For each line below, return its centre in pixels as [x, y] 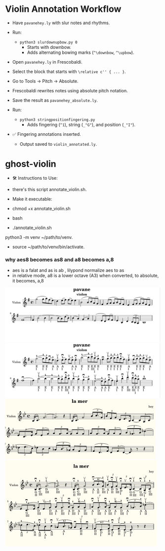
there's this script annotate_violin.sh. [49, 189]
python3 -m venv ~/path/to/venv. [39, 237]
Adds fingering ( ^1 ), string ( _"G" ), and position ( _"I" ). [81, 124]
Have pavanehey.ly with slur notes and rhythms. [61, 23]
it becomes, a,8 [28, 281]
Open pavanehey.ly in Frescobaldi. [47, 62]
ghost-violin [31, 164]
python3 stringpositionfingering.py [57, 119]
